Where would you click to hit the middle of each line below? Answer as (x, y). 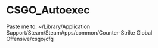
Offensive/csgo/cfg (30, 39)
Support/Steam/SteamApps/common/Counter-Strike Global (79, 32)
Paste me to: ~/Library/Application (48, 26)
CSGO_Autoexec (48, 10)
